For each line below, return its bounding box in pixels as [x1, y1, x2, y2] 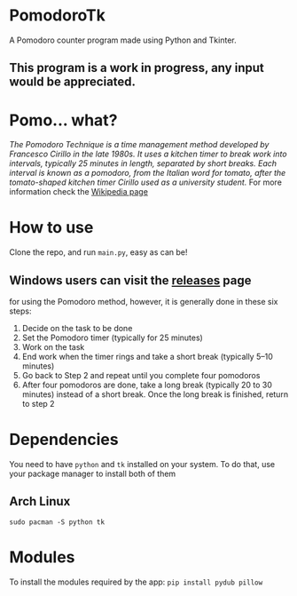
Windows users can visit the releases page [9, 273, 252, 288]
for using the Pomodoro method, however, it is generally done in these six [9, 297, 278, 307]
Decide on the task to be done [21, 323, 133, 334]
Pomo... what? [9, 110, 118, 130]
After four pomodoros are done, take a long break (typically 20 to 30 [21, 379, 273, 391]
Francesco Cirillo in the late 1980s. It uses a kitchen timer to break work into [9, 148, 287, 160]
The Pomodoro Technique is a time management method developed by [9, 139, 270, 150]
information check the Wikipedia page [9, 187, 149, 197]
